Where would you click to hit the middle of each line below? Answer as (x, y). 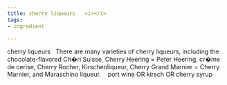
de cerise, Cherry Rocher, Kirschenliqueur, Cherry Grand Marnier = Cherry (113, 67)
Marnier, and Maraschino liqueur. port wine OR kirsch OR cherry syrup (110, 74)
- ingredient (26, 26)
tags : (15, 20)
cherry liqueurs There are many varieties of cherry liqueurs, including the (113, 51)
